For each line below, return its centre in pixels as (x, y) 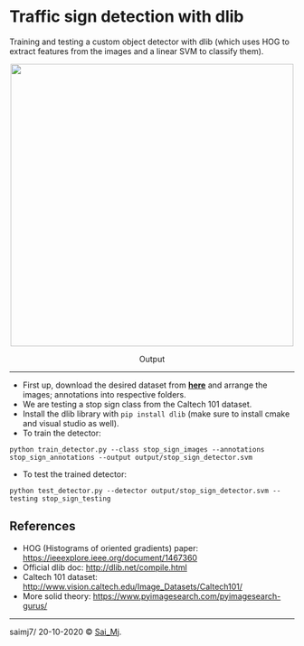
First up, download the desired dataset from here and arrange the (145, 385)
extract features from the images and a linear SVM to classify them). (137, 51)
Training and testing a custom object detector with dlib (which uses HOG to (149, 42)
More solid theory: (57, 596)
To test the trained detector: (75, 474)
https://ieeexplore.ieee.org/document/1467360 (109, 557)
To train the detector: (62, 433)
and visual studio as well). (71, 423)
